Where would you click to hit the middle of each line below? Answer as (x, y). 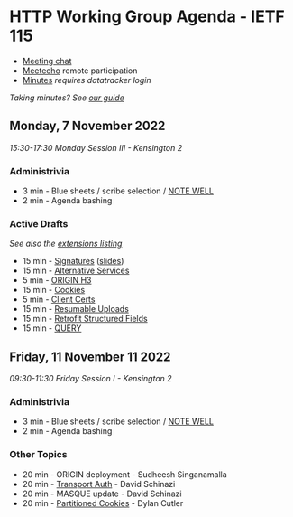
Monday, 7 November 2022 (87, 126)
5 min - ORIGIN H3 (57, 280)
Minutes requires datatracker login (87, 80)
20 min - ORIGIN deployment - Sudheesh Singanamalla (124, 474)
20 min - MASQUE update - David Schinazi (102, 493)
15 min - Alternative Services (76, 271)
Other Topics (38, 455)
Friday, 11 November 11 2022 (90, 357)
